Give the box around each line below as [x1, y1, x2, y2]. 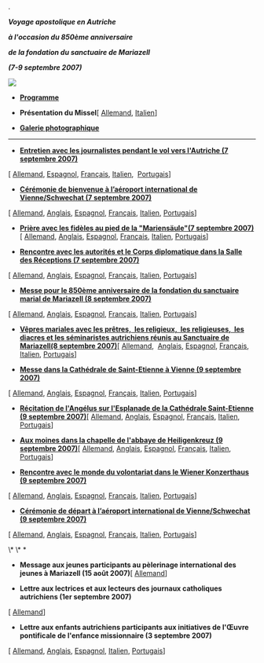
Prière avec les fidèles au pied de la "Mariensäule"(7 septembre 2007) [19, 223, 255, 233]
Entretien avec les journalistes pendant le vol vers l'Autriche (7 [19, 146, 229, 155]
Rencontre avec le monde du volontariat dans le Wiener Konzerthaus [19, 467, 250, 477]
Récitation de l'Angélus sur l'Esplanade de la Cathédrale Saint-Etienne [19, 404, 254, 412]
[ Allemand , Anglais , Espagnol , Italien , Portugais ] [8, 647, 166, 655]
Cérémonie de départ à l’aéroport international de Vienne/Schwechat [19, 506, 251, 515]
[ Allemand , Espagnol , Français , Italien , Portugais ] [8, 170, 171, 178]
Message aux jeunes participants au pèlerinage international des [19, 560, 237, 570]
